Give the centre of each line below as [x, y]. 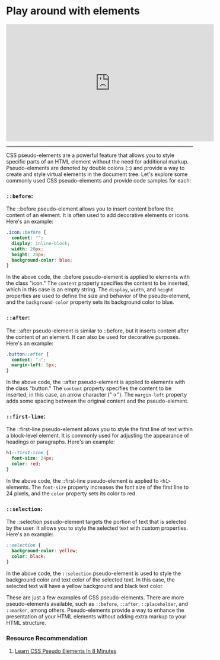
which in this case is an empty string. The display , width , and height [90, 290]
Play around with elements [73, 11]
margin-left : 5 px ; [34, 365]
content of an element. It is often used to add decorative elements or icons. [98, 215]
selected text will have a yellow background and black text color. [85, 586]
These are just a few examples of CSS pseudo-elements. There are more [95, 597]
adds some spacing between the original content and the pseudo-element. [97, 401]
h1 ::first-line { [28, 453]
